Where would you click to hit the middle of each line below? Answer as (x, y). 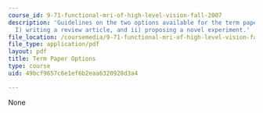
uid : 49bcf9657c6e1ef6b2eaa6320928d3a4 (73, 73)
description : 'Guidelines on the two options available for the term (124, 23)
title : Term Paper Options (52, 59)
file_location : (33, 37)
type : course (29, 66)
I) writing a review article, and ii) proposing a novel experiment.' (133, 30)
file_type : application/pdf (54, 44)
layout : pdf (27, 51)
